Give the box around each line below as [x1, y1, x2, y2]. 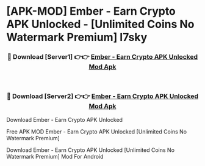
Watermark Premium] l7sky [6, 31, 148, 44]
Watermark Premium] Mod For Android [6, 153, 104, 160]
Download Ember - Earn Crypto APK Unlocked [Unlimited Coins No [6, 146, 175, 154]
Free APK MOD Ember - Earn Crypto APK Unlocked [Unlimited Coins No [6, 127, 187, 135]
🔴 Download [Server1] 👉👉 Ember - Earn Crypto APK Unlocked [7, 53, 198, 61]
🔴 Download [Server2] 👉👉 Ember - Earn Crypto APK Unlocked [6, 92, 199, 100]
